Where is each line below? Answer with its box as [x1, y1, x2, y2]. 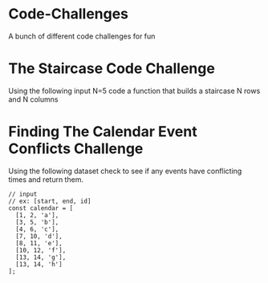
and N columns [8, 94, 59, 104]
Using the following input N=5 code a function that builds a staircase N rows [8, 86, 261, 95]
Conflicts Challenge [8, 139, 144, 158]
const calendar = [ [8, 204, 74, 212]
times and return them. [8, 174, 84, 184]
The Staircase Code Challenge [8, 59, 215, 78]
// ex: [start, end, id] [8, 197, 91, 205]
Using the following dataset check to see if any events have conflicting [8, 166, 242, 176]
